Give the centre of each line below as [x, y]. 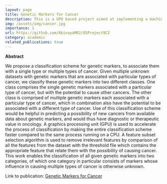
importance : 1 [20, 28]
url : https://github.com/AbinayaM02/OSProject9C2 [58, 33]
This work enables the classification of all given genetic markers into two [80, 156]
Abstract [14, 56]
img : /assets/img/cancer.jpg [35, 24]
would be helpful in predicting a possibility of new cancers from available [80, 113]
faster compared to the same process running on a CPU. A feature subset [80, 134]
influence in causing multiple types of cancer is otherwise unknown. [75, 166]
